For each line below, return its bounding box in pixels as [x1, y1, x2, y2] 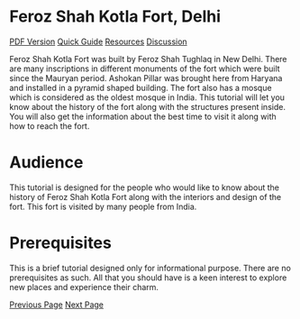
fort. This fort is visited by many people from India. [9, 201, 197, 212]
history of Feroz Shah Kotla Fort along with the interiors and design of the [9, 191, 282, 202]
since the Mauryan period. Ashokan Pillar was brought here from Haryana [9, 72, 283, 83]
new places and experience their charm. [9, 281, 159, 292]
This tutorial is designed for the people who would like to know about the [9, 182, 280, 193]
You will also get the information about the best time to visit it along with [9, 111, 277, 122]
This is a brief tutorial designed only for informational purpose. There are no [9, 262, 291, 273]
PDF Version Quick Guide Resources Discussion [9, 36, 187, 47]
